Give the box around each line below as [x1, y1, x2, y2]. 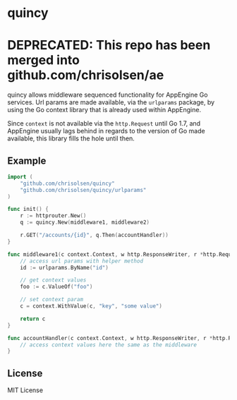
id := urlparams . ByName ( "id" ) [20, 264, 109, 271]
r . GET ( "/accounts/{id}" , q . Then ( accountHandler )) [20, 231, 169, 239]
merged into [7, 52, 80, 68]
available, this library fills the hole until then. [7, 134, 135, 143]
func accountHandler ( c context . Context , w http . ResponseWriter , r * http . [7, 334, 229, 341]
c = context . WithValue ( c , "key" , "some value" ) [20, 303, 162, 310]
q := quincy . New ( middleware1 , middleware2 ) [20, 219, 150, 226]
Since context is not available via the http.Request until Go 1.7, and [7, 119, 201, 128]
